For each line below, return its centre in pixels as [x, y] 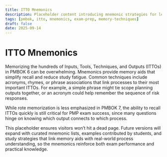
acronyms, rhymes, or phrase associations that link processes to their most [82, 82]
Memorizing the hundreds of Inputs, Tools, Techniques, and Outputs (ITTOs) [83, 67]
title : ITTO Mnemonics [29, 10]
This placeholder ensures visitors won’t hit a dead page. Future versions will [83, 128]
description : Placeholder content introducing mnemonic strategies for [81, 14]
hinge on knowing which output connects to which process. [66, 118]
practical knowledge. [27, 149]
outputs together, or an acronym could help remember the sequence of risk [82, 93]
